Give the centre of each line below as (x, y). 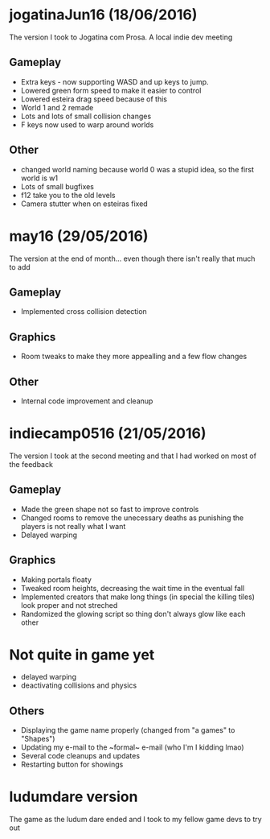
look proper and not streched (69, 605)
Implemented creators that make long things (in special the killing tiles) (138, 597)
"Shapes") (38, 739)
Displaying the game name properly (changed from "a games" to (128, 730)
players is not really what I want (73, 526)
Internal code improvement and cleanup (87, 401)
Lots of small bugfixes (57, 186)
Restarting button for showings (72, 765)
